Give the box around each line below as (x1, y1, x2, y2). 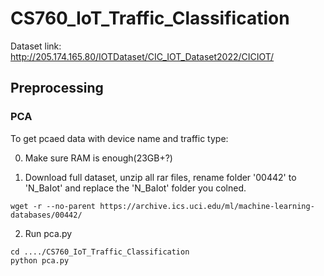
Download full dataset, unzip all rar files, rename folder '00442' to (24, 171, 297, 183)
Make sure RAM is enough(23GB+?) (24, 152, 173, 164)
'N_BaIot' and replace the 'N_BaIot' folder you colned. (24, 182, 247, 194)
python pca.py (10, 255, 70, 266)
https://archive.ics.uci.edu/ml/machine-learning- (99, 201, 315, 211)
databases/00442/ (10, 210, 83, 220)
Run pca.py (24, 227, 73, 239)
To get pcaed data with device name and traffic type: (10, 132, 229, 144)
